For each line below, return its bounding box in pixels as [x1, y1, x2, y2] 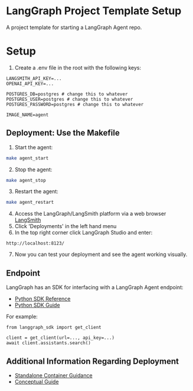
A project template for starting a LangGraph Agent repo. [6, 24, 142, 31]
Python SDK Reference [14, 295, 71, 303]
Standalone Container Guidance [14, 371, 93, 379]
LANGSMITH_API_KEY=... [6, 75, 62, 81]
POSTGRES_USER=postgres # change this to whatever [6, 96, 133, 102]
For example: [6, 313, 38, 321]
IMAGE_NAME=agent [6, 111, 49, 118]
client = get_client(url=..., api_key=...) [6, 335, 115, 341]
